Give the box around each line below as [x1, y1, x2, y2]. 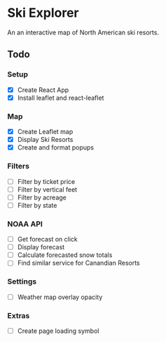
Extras [7, 310, 30, 320]
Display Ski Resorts [17, 136, 74, 144]
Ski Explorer [7, 5, 79, 21]
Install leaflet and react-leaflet [17, 93, 104, 102]
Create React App [17, 86, 69, 94]
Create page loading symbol [17, 327, 99, 335]
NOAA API [7, 219, 43, 229]
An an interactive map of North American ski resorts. [7, 28, 160, 37]
